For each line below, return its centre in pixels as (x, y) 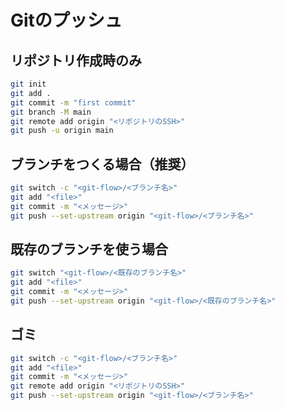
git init (28, 84)
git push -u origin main (62, 131)
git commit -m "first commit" (73, 102)
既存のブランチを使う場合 (89, 249)
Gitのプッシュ (66, 20)
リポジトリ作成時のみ (76, 60)
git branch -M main (51, 112)
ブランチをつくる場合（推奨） (102, 164)
